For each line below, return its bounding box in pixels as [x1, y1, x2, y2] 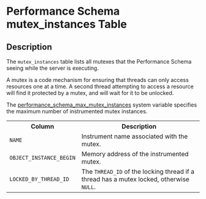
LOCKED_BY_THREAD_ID [9, 176, 69, 182]
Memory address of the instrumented [81, 150, 189, 158]
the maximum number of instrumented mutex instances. [6, 108, 148, 115]
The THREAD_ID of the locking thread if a [81, 167, 195, 176]
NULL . [81, 182, 96, 191]
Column [30, 122, 55, 130]
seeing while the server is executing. [6, 64, 99, 72]
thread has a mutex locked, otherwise [81, 175, 190, 183]
